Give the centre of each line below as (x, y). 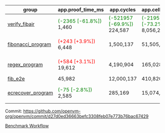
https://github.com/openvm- (52, 111)
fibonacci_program (29, 44)
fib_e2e (16, 79)
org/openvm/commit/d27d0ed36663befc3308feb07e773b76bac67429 (77, 116)
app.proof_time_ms (81, 10)
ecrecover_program (30, 93)
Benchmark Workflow (27, 126)
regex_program (25, 65)
